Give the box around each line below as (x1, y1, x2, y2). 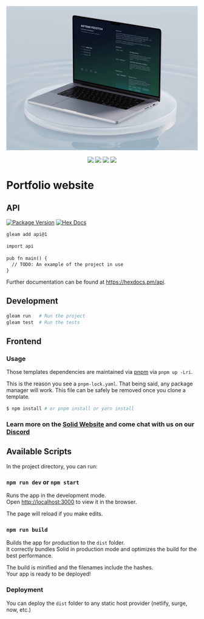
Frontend (6, 336, 42, 346)
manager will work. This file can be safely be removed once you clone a (6, 387, 186, 394)
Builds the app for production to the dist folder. (6, 539, 125, 546)
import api (6, 243, 34, 249)
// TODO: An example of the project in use (12, 261, 123, 268)
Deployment (6, 585, 44, 594)
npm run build (6, 526, 48, 533)
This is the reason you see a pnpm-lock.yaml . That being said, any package (6, 380, 193, 387)
